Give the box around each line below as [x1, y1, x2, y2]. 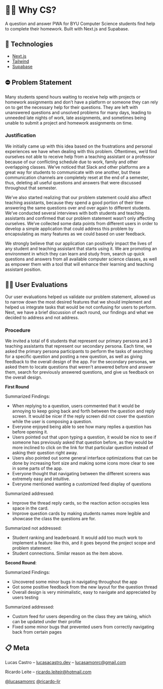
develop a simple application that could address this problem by [5, 226, 134, 231]
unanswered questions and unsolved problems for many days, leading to [5, 109, 151, 115]
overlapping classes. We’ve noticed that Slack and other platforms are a [5, 164, 150, 170]
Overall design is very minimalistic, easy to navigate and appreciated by [12, 589, 157, 595]
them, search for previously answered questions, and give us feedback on [5, 369, 154, 375]
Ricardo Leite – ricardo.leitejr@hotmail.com [5, 669, 92, 675]
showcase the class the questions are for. [12, 515, 96, 521]
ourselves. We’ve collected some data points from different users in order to [5, 220, 158, 226]
